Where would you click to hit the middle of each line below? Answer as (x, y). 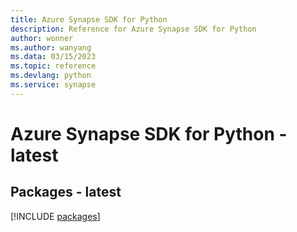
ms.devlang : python (51, 76)
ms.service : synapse (53, 85)
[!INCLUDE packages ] (55, 216)
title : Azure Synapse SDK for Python (89, 19)
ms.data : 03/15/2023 (53, 57)
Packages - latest (66, 192)
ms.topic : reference (53, 66)
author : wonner (42, 38)
